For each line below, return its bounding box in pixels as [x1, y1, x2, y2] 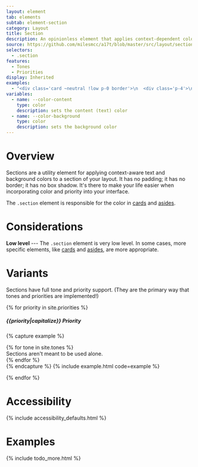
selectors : [6, 47, 33, 53]
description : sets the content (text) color [16, 108, 128, 113]
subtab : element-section [6, 20, 67, 25]
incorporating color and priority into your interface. [6, 187, 130, 195]
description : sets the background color [16, 124, 117, 130]
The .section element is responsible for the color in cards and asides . [6, 199, 176, 206]
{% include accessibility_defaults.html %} [6, 414, 107, 421]
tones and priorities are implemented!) [6, 292, 99, 299]
